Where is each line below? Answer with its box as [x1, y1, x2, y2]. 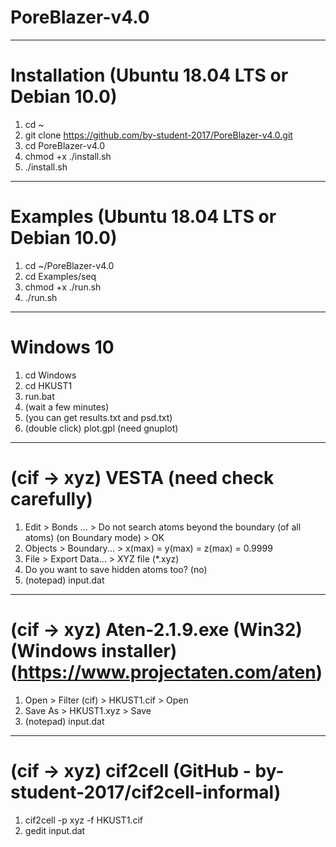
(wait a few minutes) [24, 401, 110, 413]
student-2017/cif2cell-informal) [10, 781, 282, 803]
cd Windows [24, 369, 77, 381]
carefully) [10, 487, 93, 510]
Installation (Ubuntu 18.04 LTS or [10, 64, 289, 87]
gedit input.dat [24, 824, 86, 836]
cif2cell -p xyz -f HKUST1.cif [24, 814, 143, 826]
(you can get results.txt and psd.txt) [24, 411, 173, 423]
